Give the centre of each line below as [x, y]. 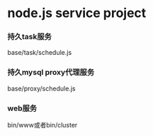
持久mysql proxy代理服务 [51, 73]
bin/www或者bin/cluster [42, 125]
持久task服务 [29, 37]
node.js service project [77, 13]
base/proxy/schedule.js [41, 88]
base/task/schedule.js [40, 53]
